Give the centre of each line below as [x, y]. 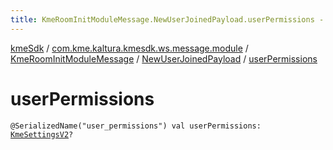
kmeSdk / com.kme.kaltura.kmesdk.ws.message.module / [129, 48]
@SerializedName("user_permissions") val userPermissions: [136, 126]
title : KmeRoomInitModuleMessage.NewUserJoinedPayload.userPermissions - [167, 19]
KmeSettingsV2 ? [42, 134]
